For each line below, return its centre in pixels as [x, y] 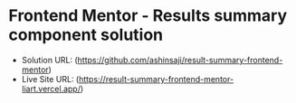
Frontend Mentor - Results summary [148, 16]
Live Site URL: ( [50, 79]
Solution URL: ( [49, 60]
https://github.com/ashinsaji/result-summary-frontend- [180, 60]
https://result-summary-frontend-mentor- [157, 79]
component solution [86, 35]
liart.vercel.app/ [51, 89]
